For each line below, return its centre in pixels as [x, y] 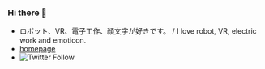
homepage [37, 49]
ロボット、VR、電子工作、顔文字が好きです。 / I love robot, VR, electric [138, 31]
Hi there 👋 [28, 13]
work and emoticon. [53, 40]
